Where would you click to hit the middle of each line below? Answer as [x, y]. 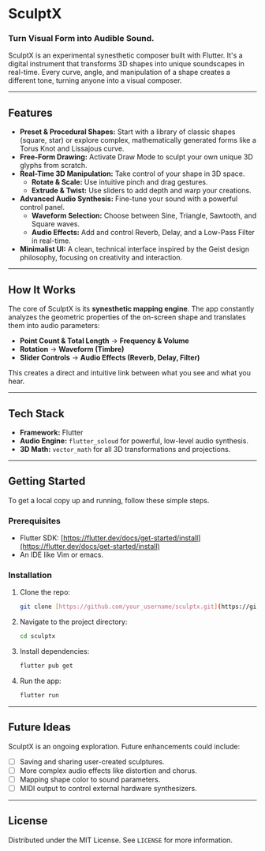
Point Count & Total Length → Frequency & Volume [104, 341]
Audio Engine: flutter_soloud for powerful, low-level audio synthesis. [134, 440]
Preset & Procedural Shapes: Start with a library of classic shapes [127, 132]
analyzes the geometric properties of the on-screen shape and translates [127, 317]
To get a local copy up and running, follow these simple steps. [109, 500]
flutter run [39, 695]
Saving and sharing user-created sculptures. [92, 761]
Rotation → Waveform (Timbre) [72, 349]
